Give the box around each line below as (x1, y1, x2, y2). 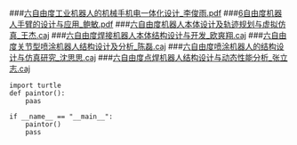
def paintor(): (9, 89, 66, 98)
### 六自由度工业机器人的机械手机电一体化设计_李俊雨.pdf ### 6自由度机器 (9, 8, 283, 18)
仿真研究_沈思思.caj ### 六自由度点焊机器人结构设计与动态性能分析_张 (24, 52, 280, 62)
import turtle (9, 81, 62, 90)
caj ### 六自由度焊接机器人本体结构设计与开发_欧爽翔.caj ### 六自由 (38, 30, 287, 40)
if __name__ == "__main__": (9, 112, 114, 121)
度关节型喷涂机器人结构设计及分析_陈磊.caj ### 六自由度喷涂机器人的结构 (9, 41, 277, 52)
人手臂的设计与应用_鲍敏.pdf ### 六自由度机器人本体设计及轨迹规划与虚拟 (9, 19, 278, 29)
